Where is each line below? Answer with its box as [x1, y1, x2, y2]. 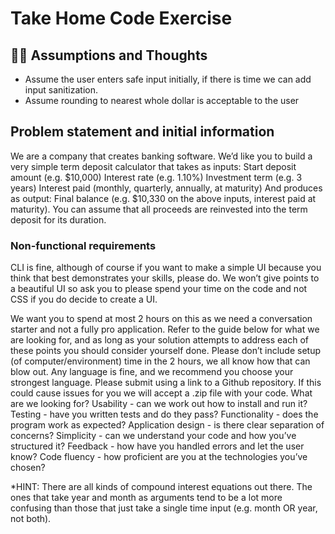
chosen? [10, 462, 46, 474]
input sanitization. [24, 84, 98, 96]
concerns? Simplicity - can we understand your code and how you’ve [10, 430, 297, 442]
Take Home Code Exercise [10, 7, 233, 30]
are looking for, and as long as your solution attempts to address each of [10, 334, 309, 346]
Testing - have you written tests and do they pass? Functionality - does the [10, 408, 319, 421]
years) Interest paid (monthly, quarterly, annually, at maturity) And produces [10, 182, 323, 194]
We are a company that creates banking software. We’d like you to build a [10, 150, 313, 162]
